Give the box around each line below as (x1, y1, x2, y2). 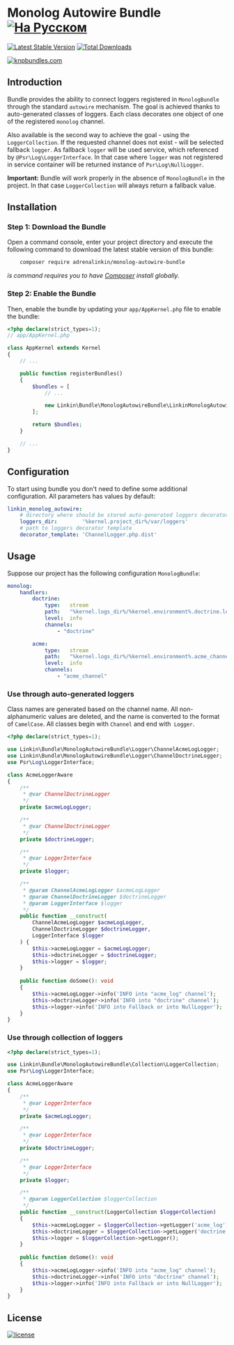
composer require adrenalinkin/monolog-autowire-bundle (19, 259, 186, 266)
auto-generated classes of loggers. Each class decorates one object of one (7, 109, 224, 118)
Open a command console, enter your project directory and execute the (7, 238, 213, 247)
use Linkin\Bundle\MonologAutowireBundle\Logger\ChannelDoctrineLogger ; (7, 752, 223, 760)
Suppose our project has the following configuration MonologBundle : (7, 569, 201, 577)
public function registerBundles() (19, 370, 123, 377)
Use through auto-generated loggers (7, 689, 134, 699)
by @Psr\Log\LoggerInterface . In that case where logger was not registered (7, 153, 224, 161)
